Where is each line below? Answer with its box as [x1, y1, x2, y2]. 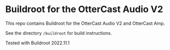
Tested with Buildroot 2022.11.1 [5, 39, 70, 46]
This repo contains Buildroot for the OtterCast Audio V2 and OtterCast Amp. [5, 20, 165, 26]
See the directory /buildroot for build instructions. [5, 30, 112, 36]
